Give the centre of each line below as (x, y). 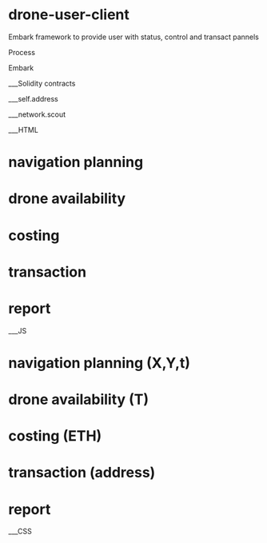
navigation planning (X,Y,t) (99, 363)
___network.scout (37, 114)
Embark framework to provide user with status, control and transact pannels (134, 37)
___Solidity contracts (42, 83)
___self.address (33, 98)
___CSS (20, 531)
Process (22, 52)
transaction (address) (82, 473)
